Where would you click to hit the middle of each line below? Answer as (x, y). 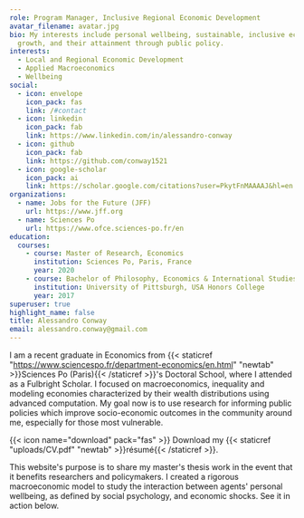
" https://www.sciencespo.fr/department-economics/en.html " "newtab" (142, 365)
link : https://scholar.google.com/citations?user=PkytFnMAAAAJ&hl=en (160, 187)
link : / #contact (57, 110)
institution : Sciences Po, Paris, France (113, 262)
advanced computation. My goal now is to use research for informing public (151, 403)
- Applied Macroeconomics (66, 69)
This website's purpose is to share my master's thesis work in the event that (151, 467)
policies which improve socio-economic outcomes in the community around (151, 412)
